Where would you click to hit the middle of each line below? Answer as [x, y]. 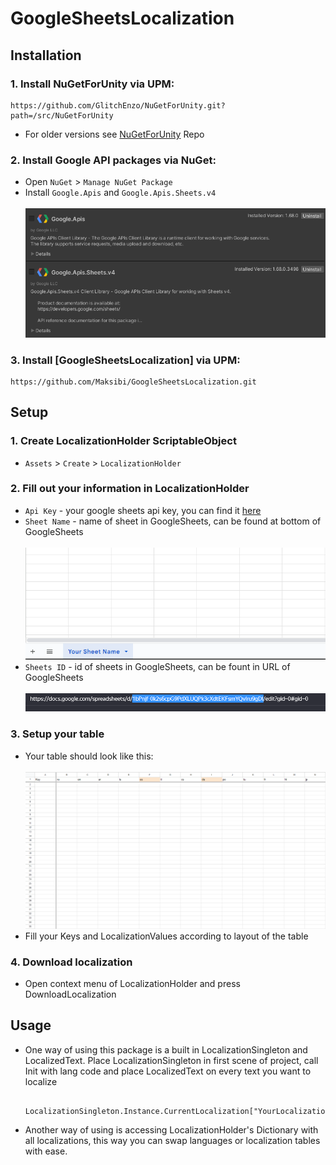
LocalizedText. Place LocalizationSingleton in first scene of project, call [171, 1060]
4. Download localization [71, 962]
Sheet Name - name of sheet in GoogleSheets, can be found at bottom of [173, 521]
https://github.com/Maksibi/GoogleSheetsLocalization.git [133, 382]
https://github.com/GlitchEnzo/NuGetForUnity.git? [118, 105]
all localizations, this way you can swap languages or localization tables [172, 1140]
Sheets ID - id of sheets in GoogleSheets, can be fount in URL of [157, 667]
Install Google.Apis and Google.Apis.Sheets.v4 [120, 193]
